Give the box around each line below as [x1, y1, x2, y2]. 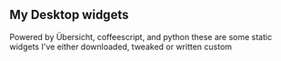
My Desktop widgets [9, 7, 129, 23]
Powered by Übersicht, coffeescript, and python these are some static [9, 31, 273, 42]
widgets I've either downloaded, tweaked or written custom [9, 41, 233, 52]
